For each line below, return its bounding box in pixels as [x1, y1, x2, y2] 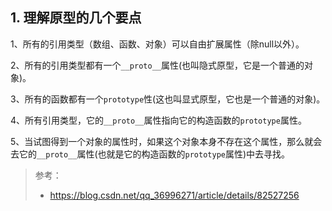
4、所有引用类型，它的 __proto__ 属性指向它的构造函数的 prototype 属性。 [10, 114, 307, 126]
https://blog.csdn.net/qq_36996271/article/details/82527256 [49, 189, 300, 201]
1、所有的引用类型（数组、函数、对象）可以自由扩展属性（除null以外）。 [10, 38, 305, 50]
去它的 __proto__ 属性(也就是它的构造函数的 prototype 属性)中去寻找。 [10, 148, 291, 160]
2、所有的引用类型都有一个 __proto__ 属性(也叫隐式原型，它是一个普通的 [10, 59, 305, 71]
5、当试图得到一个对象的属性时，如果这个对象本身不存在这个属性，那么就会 [10, 135, 323, 147]
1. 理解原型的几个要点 [10, 9, 142, 27]
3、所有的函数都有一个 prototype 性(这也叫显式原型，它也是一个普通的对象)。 [10, 93, 326, 105]
